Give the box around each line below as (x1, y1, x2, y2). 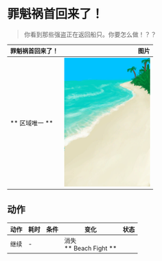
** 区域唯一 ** (10, 119, 54, 127)
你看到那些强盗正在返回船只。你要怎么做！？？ (23, 30, 157, 38)
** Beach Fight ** (64, 244, 117, 252)
